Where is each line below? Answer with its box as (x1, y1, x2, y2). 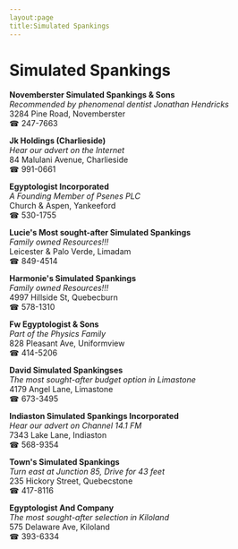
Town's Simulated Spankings (9, 457, 120, 468)
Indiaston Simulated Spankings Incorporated (9, 411, 179, 422)
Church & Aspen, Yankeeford (9, 201, 116, 211)
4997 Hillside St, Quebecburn (9, 292, 119, 303)
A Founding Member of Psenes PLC (9, 191, 141, 202)
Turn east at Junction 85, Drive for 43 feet (9, 467, 166, 477)
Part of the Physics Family (9, 329, 106, 339)
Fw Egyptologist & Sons (9, 319, 99, 330)
